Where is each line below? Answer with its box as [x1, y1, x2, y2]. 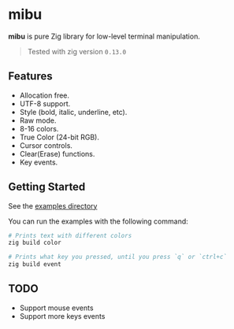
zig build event [8, 261, 61, 268]
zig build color [8, 238, 61, 247]
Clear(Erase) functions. [19, 149, 95, 158]
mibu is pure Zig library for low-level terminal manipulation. [8, 31, 201, 41]
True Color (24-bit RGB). [19, 132, 100, 142]
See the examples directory [8, 201, 98, 210]
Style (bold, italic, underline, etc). [19, 107, 128, 116]
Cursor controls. [19, 140, 73, 150]
